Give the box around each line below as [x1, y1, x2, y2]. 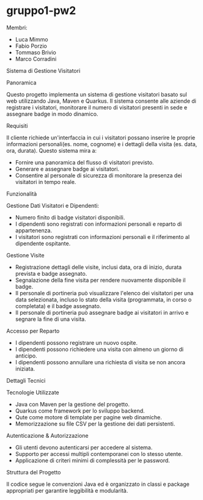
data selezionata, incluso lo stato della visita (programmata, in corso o [15, 296, 192, 303]
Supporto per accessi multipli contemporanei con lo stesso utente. [15, 450, 183, 457]
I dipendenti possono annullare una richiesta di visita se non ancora [15, 358, 185, 366]
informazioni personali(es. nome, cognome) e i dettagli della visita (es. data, [6, 140, 197, 147]
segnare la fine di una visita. [15, 315, 87, 323]
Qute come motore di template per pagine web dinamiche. [15, 413, 162, 421]
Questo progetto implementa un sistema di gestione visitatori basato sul [6, 90, 188, 98]
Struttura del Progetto [6, 468, 61, 476]
